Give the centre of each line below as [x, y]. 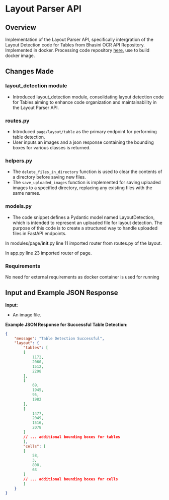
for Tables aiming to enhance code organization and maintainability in [84, 102]
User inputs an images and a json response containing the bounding [83, 142]
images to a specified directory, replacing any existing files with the [82, 188]
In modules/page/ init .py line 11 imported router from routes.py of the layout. [83, 243]
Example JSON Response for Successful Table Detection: [67, 324]
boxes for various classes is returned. [51, 147]
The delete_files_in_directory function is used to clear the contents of [87, 172]
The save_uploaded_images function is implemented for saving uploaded [87, 183]
